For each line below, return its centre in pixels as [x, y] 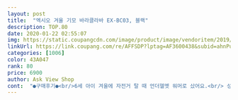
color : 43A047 [28, 60]
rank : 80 [20, 66]
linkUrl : [20, 46]
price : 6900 [25, 73]
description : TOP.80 [38, 27]
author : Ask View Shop [41, 79]
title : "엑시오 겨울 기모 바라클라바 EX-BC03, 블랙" [78, 20]
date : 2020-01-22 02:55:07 [47, 33]
